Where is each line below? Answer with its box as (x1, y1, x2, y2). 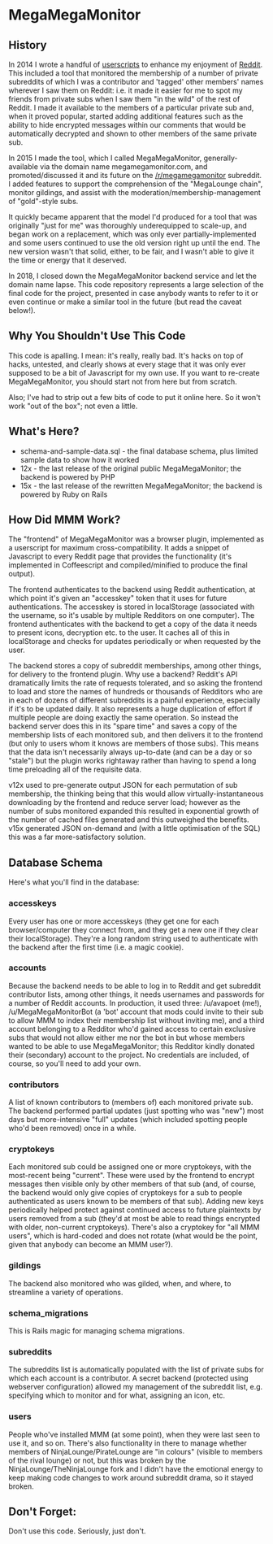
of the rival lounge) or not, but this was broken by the (8, 1455, 187, 1465)
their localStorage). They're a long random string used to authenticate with (8, 933, 258, 943)
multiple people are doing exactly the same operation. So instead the (8, 713, 239, 723)
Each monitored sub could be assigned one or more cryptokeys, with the (8, 1162, 252, 1172)
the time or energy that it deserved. (8, 255, 128, 265)
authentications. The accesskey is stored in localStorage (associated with (8, 602, 254, 611)
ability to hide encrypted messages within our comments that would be (8, 120, 246, 129)
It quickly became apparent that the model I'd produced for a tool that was (8, 212, 258, 221)
